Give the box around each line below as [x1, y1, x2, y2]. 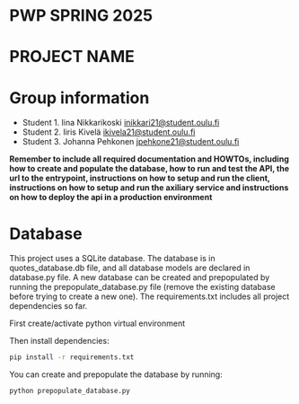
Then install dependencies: [9, 336, 110, 347]
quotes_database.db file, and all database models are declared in [9, 262, 251, 274]
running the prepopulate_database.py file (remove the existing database [9, 282, 276, 293]
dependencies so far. [9, 301, 88, 312]
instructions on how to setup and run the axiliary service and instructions [9, 182, 289, 193]
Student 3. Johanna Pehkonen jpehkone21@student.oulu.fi [22, 136, 240, 147]
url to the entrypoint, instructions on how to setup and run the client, [9, 172, 271, 184]
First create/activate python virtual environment [9, 318, 186, 329]
